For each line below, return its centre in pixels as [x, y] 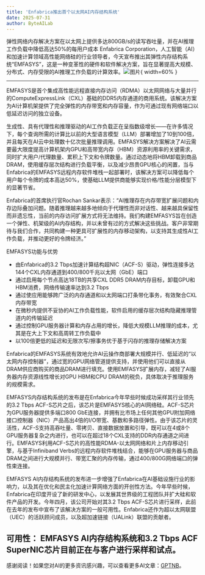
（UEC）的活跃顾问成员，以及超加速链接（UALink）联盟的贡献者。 [91, 517]
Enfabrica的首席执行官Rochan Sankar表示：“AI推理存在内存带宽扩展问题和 [100, 201]
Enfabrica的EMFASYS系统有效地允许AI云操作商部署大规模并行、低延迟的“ [99, 354]
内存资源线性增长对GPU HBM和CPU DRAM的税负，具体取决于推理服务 [105, 377]
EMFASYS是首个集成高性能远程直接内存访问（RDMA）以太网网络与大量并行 [102, 91]
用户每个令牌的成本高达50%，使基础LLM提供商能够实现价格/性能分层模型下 [102, 180]
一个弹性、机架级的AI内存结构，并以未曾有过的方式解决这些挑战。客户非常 [100, 223]
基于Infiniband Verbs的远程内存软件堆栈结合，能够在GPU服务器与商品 [110, 451]
